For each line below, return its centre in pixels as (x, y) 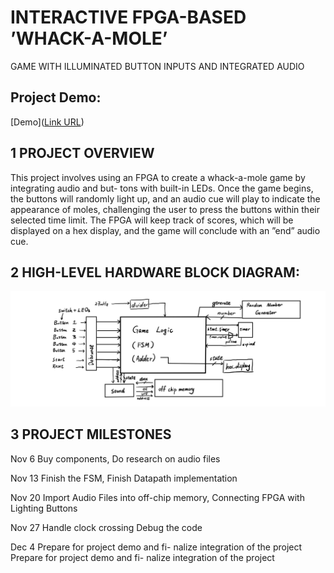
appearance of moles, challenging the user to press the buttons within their (165, 209)
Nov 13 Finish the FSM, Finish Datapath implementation (124, 478)
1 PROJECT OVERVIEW (82, 153)
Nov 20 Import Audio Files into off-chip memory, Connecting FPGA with (157, 497)
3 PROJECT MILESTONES (91, 434)
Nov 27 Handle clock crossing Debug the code (106, 527)
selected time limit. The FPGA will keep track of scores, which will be (152, 220)
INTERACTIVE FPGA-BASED (128, 17)
